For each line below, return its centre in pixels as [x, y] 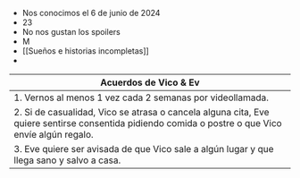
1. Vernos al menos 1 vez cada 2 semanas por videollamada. [142, 97]
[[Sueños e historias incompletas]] [85, 51]
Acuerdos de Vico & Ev [150, 82]
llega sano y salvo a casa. [67, 160]
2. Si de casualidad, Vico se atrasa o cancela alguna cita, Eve [142, 112]
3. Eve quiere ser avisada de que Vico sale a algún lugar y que [144, 149]
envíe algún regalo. [54, 135]
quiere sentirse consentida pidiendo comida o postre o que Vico [148, 123]
